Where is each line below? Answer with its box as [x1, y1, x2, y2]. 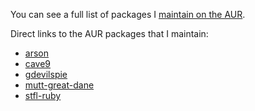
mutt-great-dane [24, 79, 95, 91]
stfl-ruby [24, 90, 62, 101]
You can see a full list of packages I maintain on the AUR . [10, 9, 246, 20]
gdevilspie [24, 69, 68, 80]
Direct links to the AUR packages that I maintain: [10, 28, 209, 39]
